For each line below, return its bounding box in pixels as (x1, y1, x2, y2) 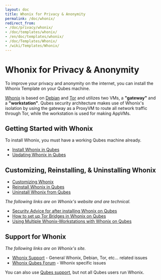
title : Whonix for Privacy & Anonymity (5, 12, 86, 17)
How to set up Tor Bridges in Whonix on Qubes (12, 213, 106, 219)
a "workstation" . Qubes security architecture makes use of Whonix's (5, 100, 144, 106)
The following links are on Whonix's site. (5, 245, 86, 251)
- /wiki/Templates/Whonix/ (5, 43, 60, 48)
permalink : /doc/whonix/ (5, 16, 55, 21)
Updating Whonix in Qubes (12, 152, 66, 158)
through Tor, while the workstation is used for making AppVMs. (5, 110, 131, 116)
